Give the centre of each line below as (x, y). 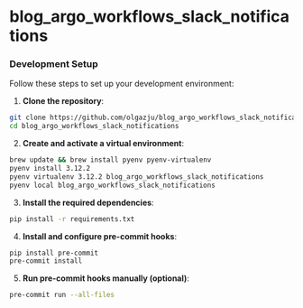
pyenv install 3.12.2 (50, 169)
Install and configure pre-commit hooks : (100, 236)
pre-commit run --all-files (62, 295)
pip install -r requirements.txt (72, 219)
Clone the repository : (63, 101)
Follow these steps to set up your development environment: (122, 84)
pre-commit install (46, 261)
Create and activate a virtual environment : (103, 144)
